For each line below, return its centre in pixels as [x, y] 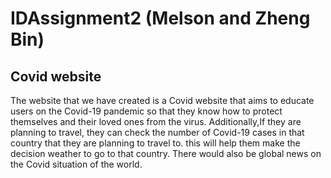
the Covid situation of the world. [76, 164]
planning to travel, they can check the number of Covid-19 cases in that [157, 132]
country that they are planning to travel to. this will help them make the [155, 143]
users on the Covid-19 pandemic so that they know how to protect [146, 111]
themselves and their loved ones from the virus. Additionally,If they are [156, 121]
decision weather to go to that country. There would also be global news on [166, 153]
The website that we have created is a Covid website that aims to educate [162, 100]
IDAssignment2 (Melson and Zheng [160, 18]
